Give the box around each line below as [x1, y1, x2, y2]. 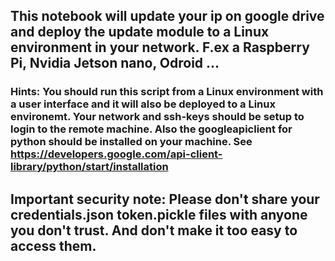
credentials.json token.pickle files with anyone [10, 206, 308, 223]
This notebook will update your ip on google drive [10, 8, 325, 25]
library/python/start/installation [10, 160, 169, 174]
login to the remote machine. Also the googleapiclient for [10, 122, 293, 136]
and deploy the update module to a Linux [10, 24, 270, 41]
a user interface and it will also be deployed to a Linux [10, 97, 276, 111]
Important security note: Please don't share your [10, 190, 320, 208]
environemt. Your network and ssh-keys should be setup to [10, 110, 305, 124]
